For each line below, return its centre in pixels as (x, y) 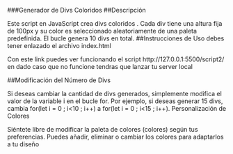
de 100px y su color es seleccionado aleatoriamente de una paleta (102, 31)
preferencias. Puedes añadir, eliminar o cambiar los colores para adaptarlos (115, 137)
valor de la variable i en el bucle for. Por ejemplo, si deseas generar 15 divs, (115, 101)
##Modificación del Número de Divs (59, 80)
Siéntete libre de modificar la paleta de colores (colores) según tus (103, 129)
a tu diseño (23, 144)
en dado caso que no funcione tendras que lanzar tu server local (100, 67)
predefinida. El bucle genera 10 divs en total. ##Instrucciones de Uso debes (116, 38)
